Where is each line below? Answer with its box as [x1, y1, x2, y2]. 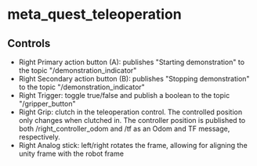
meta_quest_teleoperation [7, 5, 182, 23]
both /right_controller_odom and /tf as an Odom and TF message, [18, 124, 230, 133]
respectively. [18, 132, 60, 142]
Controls [7, 37, 51, 50]
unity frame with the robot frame [18, 149, 125, 158]
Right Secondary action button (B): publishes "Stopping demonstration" [18, 74, 250, 83]
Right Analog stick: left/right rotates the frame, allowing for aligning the [18, 141, 248, 150]
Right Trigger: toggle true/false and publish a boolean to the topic [18, 91, 230, 99]
